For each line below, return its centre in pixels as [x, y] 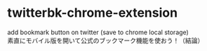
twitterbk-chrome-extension [92, 13]
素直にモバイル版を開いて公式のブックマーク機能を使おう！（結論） [106, 41]
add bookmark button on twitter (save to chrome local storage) [98, 32]
